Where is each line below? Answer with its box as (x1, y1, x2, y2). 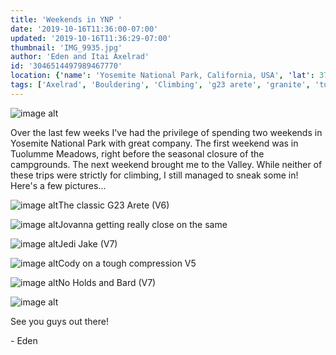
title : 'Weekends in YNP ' (10, 14, 123, 25)
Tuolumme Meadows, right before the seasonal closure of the (10, 147, 265, 160)
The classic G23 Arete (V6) (58, 199, 170, 211)
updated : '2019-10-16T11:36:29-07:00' (10, 33, 172, 43)
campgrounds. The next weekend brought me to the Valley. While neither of (10, 158, 323, 170)
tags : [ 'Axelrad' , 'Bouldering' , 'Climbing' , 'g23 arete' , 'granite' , (10, 80, 311, 90)
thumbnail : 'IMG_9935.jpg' (10, 42, 123, 53)
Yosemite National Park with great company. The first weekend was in (10, 137, 299, 149)
